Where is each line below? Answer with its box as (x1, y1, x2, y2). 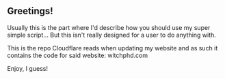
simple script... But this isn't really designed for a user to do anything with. (7, 31, 217, 39)
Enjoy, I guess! (7, 64, 48, 72)
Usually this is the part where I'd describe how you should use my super (7, 23, 211, 31)
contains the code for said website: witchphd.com (7, 51, 148, 59)
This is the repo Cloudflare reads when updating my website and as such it (7, 44, 218, 52)
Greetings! (7, 5, 53, 17)
